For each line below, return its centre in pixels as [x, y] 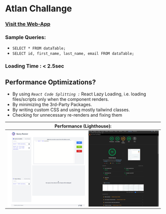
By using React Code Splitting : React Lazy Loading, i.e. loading [79, 94]
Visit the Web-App [28, 24]
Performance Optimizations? [51, 82]
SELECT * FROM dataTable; [39, 48]
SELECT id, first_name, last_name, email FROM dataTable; [73, 54]
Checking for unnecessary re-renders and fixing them [67, 115]
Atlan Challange [39, 9]
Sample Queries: [25, 38]
